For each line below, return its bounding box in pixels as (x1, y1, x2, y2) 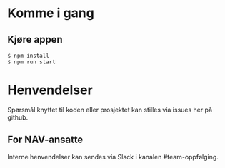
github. (7, 112, 29, 122)
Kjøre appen (7, 33, 63, 46)
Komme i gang (7, 5, 94, 21)
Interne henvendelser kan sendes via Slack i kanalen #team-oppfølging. (7, 152, 219, 161)
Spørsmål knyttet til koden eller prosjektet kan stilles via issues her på (7, 105, 213, 114)
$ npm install (7, 52, 50, 59)
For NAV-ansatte (7, 134, 84, 146)
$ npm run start (7, 58, 56, 65)
